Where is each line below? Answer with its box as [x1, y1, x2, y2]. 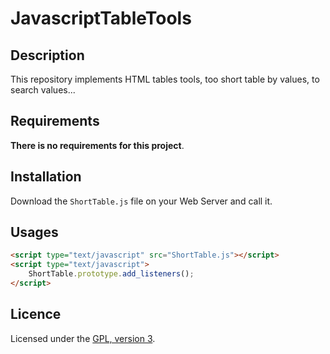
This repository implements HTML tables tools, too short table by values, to [10, 73, 320, 85]
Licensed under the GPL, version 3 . [10, 332, 156, 344]
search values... [10, 84, 76, 96]
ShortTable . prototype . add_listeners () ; [28, 269, 195, 279]
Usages [10, 224, 59, 241]
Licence [10, 306, 62, 323]
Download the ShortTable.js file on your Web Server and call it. [10, 195, 273, 207]
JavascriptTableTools [10, 7, 192, 30]
